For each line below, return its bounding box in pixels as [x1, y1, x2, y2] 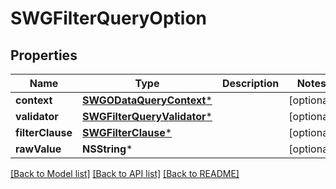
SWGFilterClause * [82, 126, 173, 139]
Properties [10, 47, 78, 64]
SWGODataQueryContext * [82, 93, 213, 107]
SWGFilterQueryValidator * [82, 110, 213, 123]
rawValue [15, 142, 62, 156]
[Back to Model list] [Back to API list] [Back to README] [10, 168, 240, 179]
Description [221, 77, 280, 90]
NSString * [82, 142, 133, 156]
